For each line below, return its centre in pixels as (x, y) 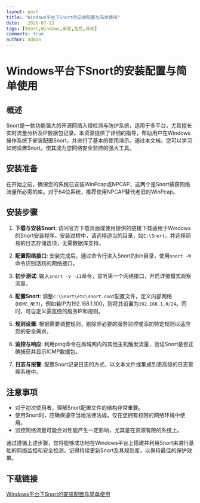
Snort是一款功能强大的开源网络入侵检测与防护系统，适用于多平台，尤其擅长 (99, 125)
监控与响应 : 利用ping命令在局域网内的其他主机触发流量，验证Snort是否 (102, 344)
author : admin (24, 40)
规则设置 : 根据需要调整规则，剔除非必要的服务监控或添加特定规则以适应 (103, 323)
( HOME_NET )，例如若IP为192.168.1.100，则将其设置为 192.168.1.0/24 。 (98, 304)
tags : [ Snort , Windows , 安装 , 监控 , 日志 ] (52, 28)
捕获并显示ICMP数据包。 (50, 352)
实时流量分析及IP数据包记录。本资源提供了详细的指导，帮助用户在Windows (99, 133)
